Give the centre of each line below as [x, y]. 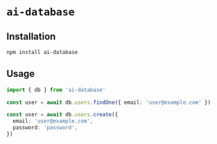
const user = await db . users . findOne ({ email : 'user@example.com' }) [109, 102]
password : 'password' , [45, 128]
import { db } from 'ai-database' [56, 90]
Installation [31, 36]
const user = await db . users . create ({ [62, 115]
